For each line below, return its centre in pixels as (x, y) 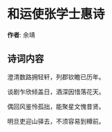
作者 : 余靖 (21, 35)
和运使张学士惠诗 (56, 14)
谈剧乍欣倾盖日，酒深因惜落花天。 (56, 92)
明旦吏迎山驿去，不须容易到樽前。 (56, 121)
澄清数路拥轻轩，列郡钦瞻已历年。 (56, 76)
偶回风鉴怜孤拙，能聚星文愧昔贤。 (56, 106)
